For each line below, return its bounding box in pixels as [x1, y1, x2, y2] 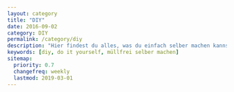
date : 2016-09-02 [7, 23, 58, 30]
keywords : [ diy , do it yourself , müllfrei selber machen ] [7, 49, 179, 56]
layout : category [7, 10, 58, 17]
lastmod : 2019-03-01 [13, 74, 73, 82]
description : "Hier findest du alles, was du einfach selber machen [7, 42, 210, 49]
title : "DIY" [7, 17, 45, 24]
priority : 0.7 [13, 62, 54, 68]
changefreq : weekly [13, 68, 70, 75]
